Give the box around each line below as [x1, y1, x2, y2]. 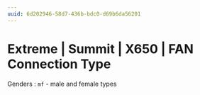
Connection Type [7, 56, 111, 72]
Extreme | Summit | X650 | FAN [7, 40, 194, 57]
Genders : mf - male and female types [7, 79, 117, 88]
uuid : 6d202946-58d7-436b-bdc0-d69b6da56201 [7, 10, 141, 18]
